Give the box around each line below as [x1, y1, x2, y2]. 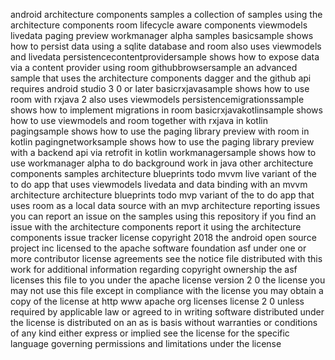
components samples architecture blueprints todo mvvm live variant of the [10, 168, 317, 179]
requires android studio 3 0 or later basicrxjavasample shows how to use [10, 83, 310, 94]
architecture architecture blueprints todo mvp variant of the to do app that [10, 189, 315, 201]
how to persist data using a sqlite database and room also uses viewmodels [10, 40, 322, 52]
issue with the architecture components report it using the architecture [10, 221, 302, 233]
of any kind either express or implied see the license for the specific [10, 327, 290, 339]
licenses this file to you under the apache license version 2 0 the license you [10, 274, 326, 286]
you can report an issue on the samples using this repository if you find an [10, 210, 317, 222]
